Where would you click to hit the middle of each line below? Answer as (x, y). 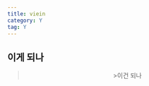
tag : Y (17, 27)
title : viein (26, 14)
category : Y (25, 20)
